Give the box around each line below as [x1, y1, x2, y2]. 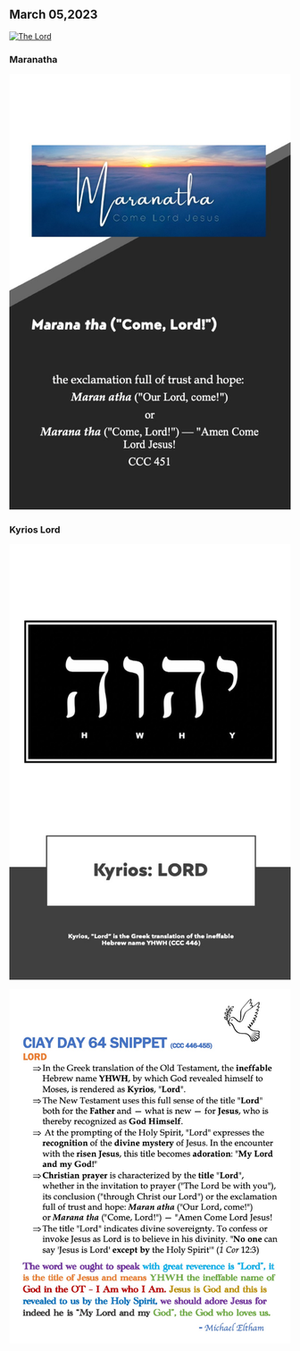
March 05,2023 [9, 7, 98, 22]
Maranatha [9, 53, 58, 65]
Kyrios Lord [9, 523, 61, 535]
